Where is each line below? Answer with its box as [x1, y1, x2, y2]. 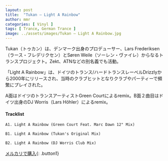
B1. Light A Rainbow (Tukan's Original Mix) [5, 132, 101, 137]
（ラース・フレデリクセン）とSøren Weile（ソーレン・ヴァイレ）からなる [5, 52, 159, 58]
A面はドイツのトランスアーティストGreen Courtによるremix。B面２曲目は [5, 92, 159, 99]
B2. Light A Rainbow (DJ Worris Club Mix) [5, 140, 96, 145]
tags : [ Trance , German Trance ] [5, 26, 76, 31]
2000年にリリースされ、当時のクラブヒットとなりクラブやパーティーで [9, 76, 158, 81]
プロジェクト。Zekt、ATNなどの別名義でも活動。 [18, 58, 121, 64]
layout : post [5, 7, 33, 13]
